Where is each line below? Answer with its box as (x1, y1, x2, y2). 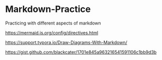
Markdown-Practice (5, 3, 91, 15)
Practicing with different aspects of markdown (5, 20, 102, 26)
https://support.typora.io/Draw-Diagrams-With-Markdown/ (5, 39, 127, 45)
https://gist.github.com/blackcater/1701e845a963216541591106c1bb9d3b (5, 49, 157, 55)
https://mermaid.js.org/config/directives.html (5, 29, 99, 35)
